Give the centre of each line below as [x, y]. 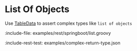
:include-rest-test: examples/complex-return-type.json [63, 43]
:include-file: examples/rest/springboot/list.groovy [58, 33]
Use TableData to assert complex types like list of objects [68, 23]
